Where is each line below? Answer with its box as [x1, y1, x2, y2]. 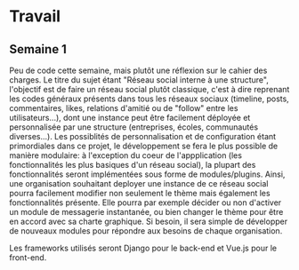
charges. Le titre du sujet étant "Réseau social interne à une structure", [9, 75, 269, 85]
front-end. [9, 252, 47, 263]
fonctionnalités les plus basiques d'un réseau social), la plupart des [9, 160, 256, 170]
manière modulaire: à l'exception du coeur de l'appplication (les [9, 150, 243, 161]
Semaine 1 [9, 42, 67, 57]
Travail [9, 6, 61, 27]
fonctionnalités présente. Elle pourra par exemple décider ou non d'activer [9, 197, 282, 208]
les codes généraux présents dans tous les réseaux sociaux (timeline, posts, [9, 93, 289, 104]
